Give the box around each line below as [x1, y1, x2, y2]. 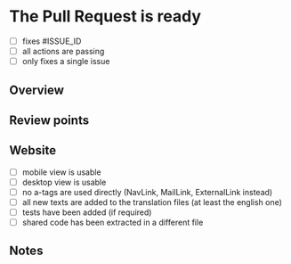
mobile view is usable [21, 167, 101, 177]
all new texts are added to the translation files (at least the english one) [21, 196, 283, 207]
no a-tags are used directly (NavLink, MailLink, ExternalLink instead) [21, 186, 273, 197]
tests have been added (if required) [21, 207, 152, 218]
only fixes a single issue [21, 56, 110, 67]
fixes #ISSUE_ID [21, 36, 82, 46]
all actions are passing [21, 46, 105, 56]
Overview [9, 82, 65, 97]
